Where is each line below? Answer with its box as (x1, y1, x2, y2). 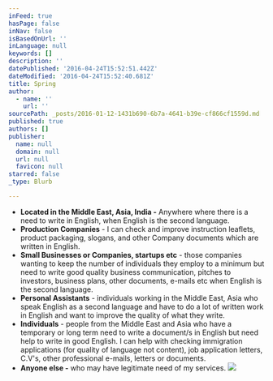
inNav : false (8, 27, 53, 35)
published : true (8, 118, 63, 126)
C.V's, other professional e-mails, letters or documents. (19, 353, 206, 363)
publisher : (8, 132, 45, 140)
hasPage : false (8, 19, 60, 28)
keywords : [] (8, 49, 53, 58)
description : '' (8, 58, 63, 66)
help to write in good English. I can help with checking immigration (19, 336, 243, 345)
